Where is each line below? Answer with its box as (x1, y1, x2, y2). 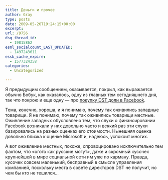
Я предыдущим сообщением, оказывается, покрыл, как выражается (5, 86, 153, 92)
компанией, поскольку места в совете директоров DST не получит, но (5, 164, 157, 170)
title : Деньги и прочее (5, 7, 55, 13)
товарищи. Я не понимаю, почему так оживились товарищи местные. (5, 112, 155, 118)
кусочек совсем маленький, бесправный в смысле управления (5, 159, 142, 165)
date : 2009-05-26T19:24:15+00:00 (5, 21, 75, 27)
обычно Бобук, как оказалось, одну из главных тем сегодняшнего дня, (5, 92, 158, 98)
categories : (5, 63, 30, 68)
